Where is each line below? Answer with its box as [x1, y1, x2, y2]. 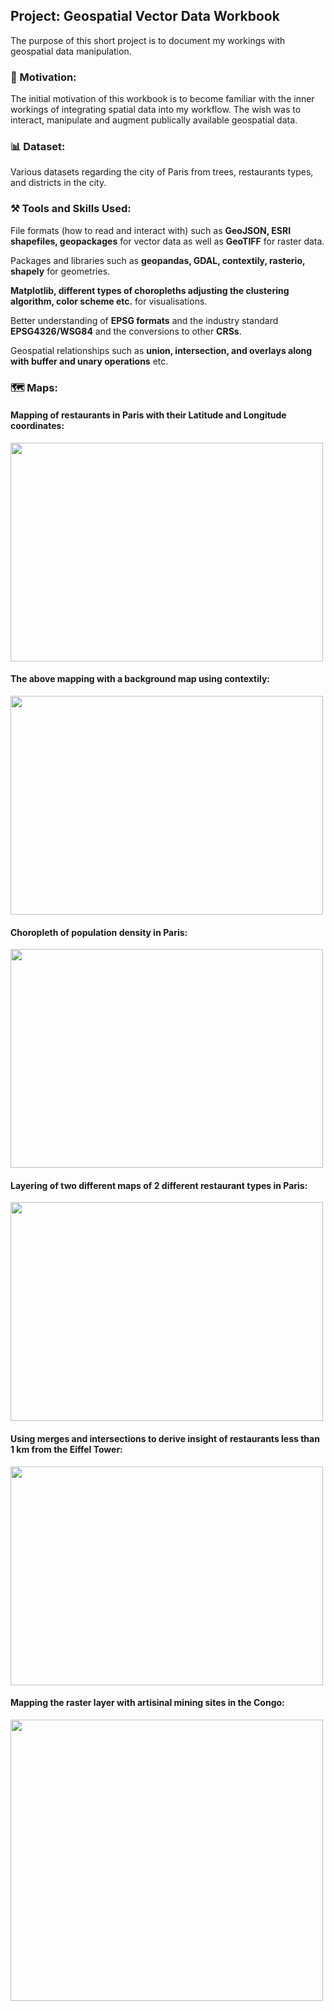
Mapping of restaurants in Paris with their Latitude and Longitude [10, 409, 287, 421]
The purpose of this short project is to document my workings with [10, 34, 286, 46]
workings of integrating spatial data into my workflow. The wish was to [10, 104, 302, 116]
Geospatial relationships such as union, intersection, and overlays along [10, 344, 313, 356]
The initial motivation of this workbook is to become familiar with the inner [10, 93, 315, 105]
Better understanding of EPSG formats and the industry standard [10, 314, 279, 326]
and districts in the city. [10, 177, 107, 189]
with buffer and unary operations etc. [10, 355, 169, 367]
